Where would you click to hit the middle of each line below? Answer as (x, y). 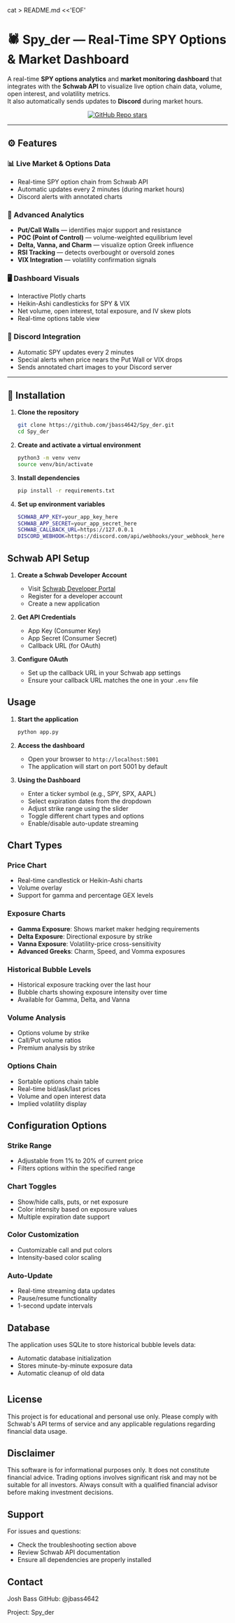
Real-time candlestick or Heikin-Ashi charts (80, 881)
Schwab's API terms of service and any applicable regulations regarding (111, 1424)
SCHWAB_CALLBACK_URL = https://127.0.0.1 (76, 530)
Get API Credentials (47, 617)
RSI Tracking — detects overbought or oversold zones (96, 252)
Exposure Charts (36, 914)
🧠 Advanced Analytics (46, 214)
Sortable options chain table (58, 1081)
